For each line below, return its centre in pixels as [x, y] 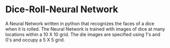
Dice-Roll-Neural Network [62, 9]
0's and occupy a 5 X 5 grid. [35, 40]
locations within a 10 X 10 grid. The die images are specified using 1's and [83, 34]
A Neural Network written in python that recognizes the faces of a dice [80, 23]
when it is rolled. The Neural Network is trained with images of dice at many [85, 29]
